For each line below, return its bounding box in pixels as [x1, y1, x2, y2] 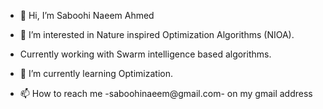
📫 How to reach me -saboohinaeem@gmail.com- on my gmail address [19, 88, 313, 99]
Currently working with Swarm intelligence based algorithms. [19, 48, 272, 60]
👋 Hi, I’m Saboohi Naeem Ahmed [19, 10, 155, 21]
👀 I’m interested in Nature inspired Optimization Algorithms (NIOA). [19, 29, 295, 40]
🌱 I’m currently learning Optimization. [19, 68, 173, 79]
